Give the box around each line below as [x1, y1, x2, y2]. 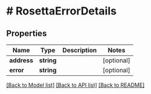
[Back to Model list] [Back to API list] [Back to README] [6, 81, 145, 89]
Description [62, 46, 97, 54]
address [9, 56, 34, 64]
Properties [6, 28, 47, 39]
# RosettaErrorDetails [6, 4, 117, 18]
